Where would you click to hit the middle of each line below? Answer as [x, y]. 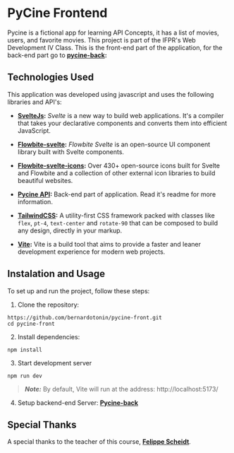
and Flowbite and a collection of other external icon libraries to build [116, 173]
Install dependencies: [49, 336]
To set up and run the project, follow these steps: [79, 290]
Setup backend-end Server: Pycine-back [78, 402]
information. [35, 201]
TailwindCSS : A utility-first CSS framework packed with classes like [116, 215]
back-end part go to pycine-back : [57, 55]
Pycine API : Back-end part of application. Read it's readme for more [117, 194]
